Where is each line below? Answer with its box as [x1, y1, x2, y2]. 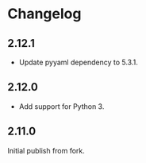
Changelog [7, 5, 82, 23]
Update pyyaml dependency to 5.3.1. [18, 57, 138, 67]
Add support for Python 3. [18, 101, 105, 111]
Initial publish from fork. [7, 146, 85, 155]
